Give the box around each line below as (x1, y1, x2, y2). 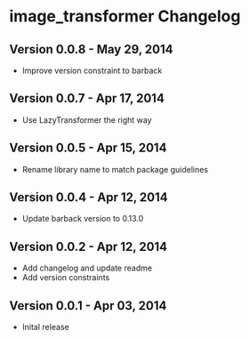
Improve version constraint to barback (21, 65, 163, 76)
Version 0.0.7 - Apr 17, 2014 (9, 91, 165, 106)
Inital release (21, 322, 69, 333)
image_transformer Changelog (9, 6, 241, 27)
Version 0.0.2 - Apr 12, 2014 (9, 238, 168, 254)
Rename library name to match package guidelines (21, 164, 209, 174)
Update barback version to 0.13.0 (21, 214, 144, 224)
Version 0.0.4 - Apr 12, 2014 (9, 190, 169, 206)
